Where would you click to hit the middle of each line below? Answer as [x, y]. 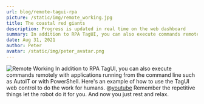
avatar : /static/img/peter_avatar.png [55, 51]
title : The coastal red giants [46, 23]
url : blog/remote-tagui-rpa [42, 12]
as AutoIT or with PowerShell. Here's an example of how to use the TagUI [98, 81]
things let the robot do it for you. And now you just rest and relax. [87, 94]
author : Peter [24, 46]
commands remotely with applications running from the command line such [101, 75]
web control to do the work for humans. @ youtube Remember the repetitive [101, 88]
